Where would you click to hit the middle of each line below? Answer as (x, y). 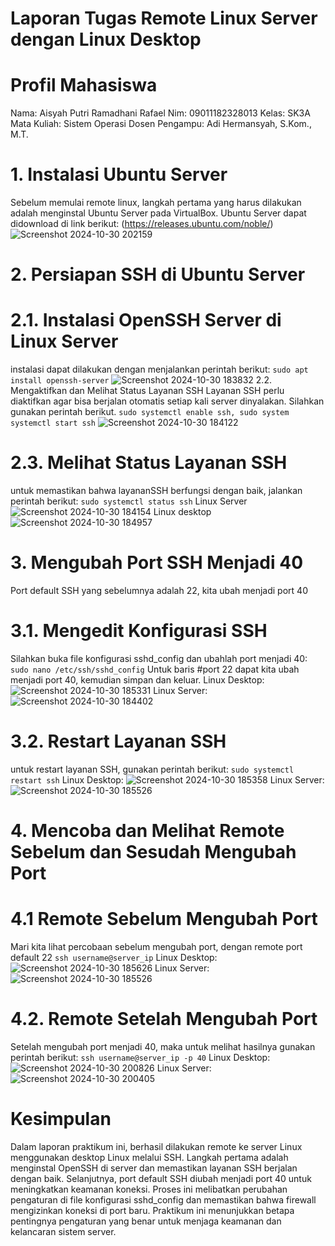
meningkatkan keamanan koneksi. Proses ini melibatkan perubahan (149, 1189)
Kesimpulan (61, 1119)
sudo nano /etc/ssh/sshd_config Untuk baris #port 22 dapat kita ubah (155, 669)
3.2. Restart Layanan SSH (118, 741)
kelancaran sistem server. (63, 1231)
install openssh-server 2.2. (141, 380)
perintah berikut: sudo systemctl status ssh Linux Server (129, 501)
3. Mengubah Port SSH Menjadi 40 (157, 563)
